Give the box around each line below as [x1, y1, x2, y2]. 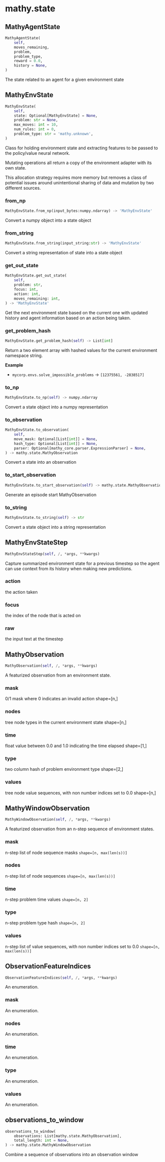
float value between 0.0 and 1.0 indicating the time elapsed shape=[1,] [5, 743, 147, 749]
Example [5, 362, 24, 368]
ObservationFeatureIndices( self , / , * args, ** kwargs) [5, 975, 118, 980]
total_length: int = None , [14, 1138, 69, 1143]
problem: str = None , [14, 118, 58, 123]
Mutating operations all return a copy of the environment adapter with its [5, 160, 152, 166]
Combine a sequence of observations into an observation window [5, 1152, 138, 1158]
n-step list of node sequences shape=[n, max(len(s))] [5, 873, 115, 879]
